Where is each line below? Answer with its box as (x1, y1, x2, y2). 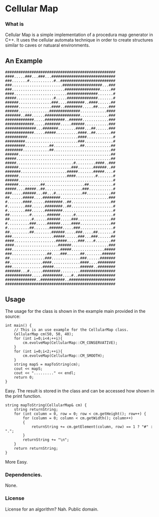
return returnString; (14, 446, 58, 451)
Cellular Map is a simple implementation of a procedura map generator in (5, 32, 154, 38)
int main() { (5, 323, 32, 328)
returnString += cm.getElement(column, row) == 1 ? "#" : (31, 425, 153, 430)
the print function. (5, 393, 42, 399)
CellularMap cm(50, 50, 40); (14, 332, 74, 337)
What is (5, 21, 24, 28)
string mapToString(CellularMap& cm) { (5, 403, 87, 408)
